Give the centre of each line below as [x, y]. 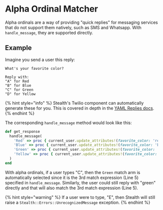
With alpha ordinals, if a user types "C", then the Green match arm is [73, 172]
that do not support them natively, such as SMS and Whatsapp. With [73, 27]
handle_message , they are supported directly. [49, 32]
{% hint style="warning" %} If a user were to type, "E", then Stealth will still [80, 197]
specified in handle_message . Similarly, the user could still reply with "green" [81, 182]
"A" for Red [17, 81]
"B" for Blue [18, 85]
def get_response [23, 131]
